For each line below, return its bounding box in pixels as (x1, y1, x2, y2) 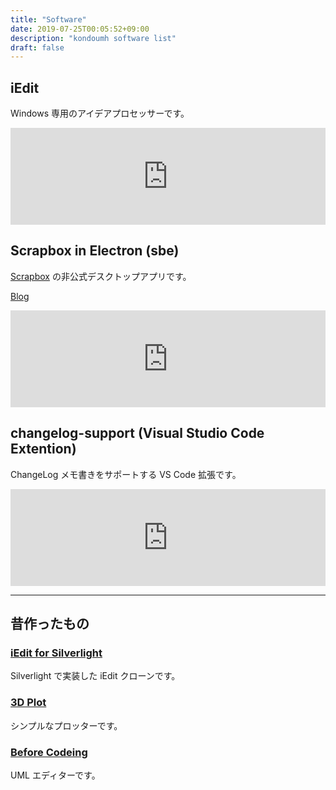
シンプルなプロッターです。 (10, 719, 123, 731)
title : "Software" (10, 14, 87, 25)
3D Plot (10, 696, 47, 710)
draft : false (10, 42, 65, 53)
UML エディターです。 (10, 769, 101, 781)
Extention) (10, 441, 77, 458)
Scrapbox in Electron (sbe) (10, 242, 180, 260)
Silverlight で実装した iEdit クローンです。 (10, 670, 181, 682)
